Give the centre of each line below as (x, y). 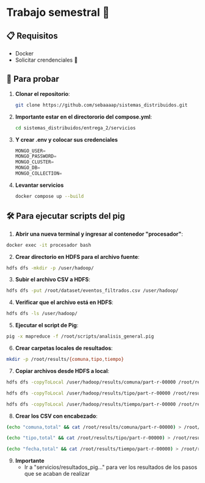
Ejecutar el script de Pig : (47, 325)
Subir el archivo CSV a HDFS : (52, 280)
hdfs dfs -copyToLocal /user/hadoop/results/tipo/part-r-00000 (88, 393)
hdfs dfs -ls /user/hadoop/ (42, 314)
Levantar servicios (39, 185)
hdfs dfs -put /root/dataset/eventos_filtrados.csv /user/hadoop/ (92, 291)
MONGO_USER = (30, 151)
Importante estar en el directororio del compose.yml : (84, 117)
